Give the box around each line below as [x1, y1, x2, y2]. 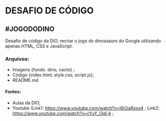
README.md [12, 77, 39, 83]
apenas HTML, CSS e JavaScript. [5, 43, 73, 49]
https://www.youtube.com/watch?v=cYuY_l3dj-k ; [12, 110, 114, 116]
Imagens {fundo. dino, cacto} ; [12, 67, 75, 73]
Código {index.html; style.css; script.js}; [12, 72, 94, 78]
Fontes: [5, 88, 21, 94]
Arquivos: [5, 55, 30, 62]
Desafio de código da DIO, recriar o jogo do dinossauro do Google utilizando [5, 38, 161, 44]
